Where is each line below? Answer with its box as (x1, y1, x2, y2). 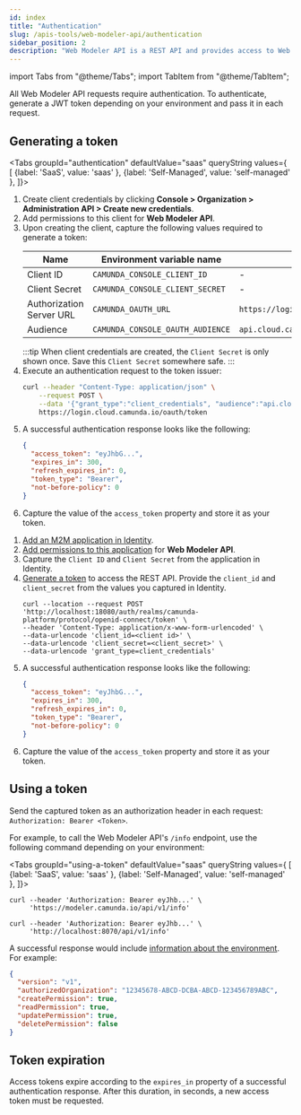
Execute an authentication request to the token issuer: (21, 365, 222, 376)
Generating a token (9, 134, 118, 149)
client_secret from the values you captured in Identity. (21, 582, 227, 593)
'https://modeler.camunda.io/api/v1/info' (29, 903, 191, 912)
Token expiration (9, 1052, 106, 1067)
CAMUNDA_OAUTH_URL (92, 304, 171, 314)
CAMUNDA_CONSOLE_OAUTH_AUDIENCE (92, 324, 231, 335)
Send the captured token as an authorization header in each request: (9, 805, 263, 816)
